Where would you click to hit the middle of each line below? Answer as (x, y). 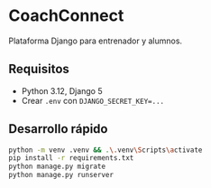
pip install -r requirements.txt (71, 158)
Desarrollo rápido (58, 129)
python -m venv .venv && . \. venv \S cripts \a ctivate (105, 150)
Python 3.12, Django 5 (62, 90)
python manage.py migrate (57, 167)
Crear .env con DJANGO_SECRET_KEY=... (92, 100)
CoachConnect (66, 16)
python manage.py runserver (61, 175)
